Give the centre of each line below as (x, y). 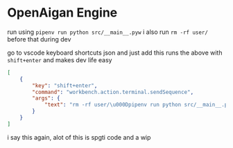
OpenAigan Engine (62, 13)
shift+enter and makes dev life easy (60, 59)
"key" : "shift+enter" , (65, 85)
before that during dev (39, 39)
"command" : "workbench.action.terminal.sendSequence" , (113, 92)
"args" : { (46, 98)
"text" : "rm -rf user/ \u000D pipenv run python (113, 105)
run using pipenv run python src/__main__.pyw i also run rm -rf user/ (107, 32)
